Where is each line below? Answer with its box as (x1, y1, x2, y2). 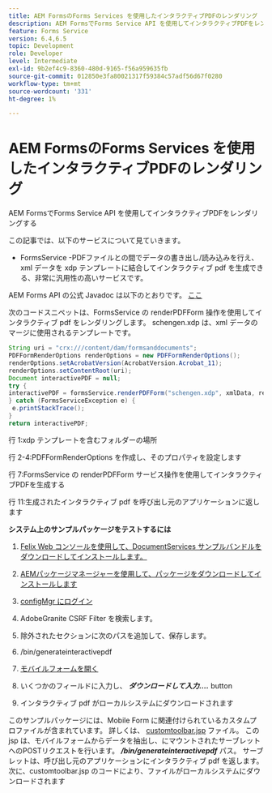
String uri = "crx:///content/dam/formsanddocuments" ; (8, 344, 198, 353)
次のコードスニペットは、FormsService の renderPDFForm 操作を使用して (8, 307, 256, 317)
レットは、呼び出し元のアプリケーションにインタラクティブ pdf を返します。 (8, 756, 264, 765)
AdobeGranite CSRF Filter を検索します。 (19, 613, 158, 623)
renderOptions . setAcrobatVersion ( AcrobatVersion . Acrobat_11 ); (8, 358, 223, 367)
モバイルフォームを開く (19, 663, 99, 673)
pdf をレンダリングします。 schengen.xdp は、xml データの (59, 318, 258, 328)
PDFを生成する (15, 479, 66, 489)
